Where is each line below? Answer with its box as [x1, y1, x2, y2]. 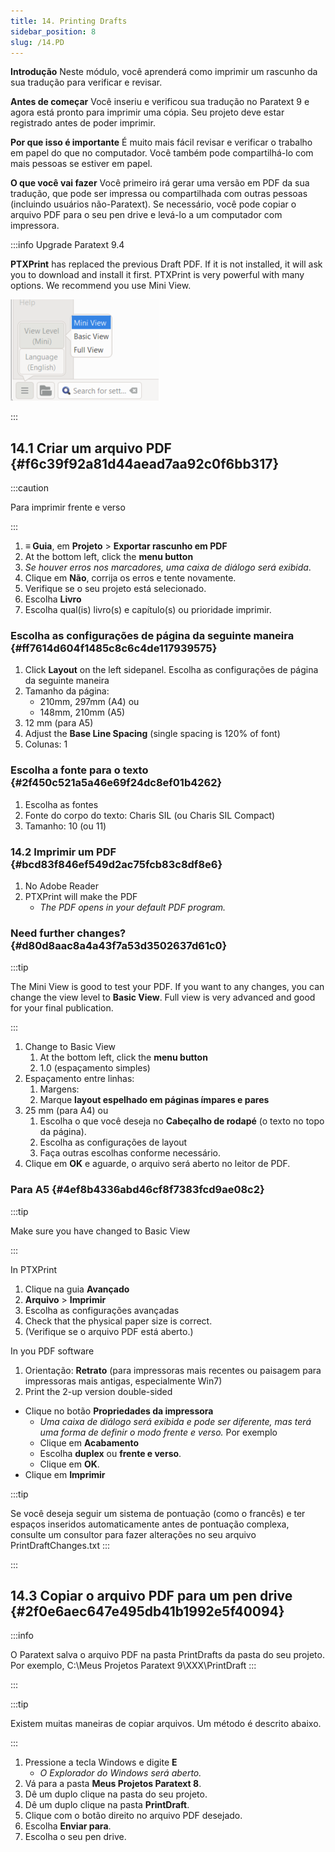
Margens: [39, 1083, 80, 1095]
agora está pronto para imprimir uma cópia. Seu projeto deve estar [10, 106, 285, 119]
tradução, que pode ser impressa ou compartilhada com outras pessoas [10, 188, 308, 200]
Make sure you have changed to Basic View [10, 1225, 191, 1237]
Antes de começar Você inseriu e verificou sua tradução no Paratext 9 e [10, 96, 310, 108]
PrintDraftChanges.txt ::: [10, 1539, 111, 1551]
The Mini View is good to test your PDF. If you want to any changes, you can [10, 981, 325, 993]
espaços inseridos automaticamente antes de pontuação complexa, [10, 1518, 290, 1530]
